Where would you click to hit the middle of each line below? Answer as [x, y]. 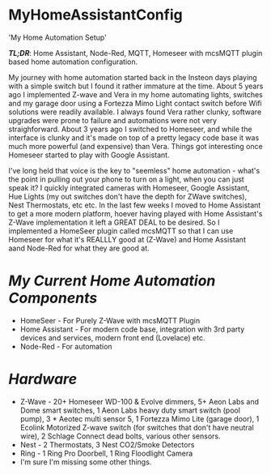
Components [53, 298]
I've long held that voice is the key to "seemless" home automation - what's [134, 170]
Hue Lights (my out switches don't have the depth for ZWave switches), [128, 196]
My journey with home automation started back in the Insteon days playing [133, 77]
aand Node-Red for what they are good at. [79, 248]
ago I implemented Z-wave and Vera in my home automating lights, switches [135, 94]
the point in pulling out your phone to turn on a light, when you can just [126, 179]
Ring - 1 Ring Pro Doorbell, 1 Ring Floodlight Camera [106, 453]
